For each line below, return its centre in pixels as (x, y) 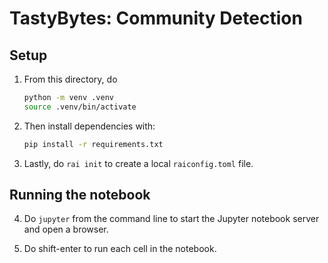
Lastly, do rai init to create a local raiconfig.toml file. (138, 163)
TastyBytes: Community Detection (156, 18)
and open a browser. (66, 229)
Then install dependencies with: (89, 126)
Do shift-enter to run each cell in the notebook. (120, 249)
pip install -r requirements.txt (93, 144)
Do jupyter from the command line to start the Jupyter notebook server (171, 219)
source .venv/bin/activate (80, 107)
